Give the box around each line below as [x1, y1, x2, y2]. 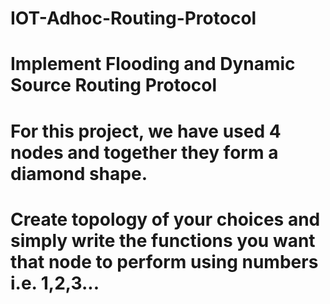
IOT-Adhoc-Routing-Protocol [10, 7, 257, 30]
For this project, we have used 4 [10, 120, 282, 142]
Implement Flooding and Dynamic [10, 53, 296, 76]
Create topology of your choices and [10, 208, 321, 231]
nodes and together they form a [10, 141, 279, 164]
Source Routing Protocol [10, 74, 218, 97]
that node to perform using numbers [10, 250, 319, 273]
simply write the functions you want [10, 229, 316, 252]
